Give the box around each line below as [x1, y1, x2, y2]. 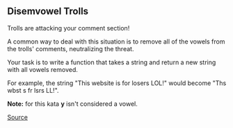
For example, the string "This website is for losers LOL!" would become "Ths [7, 79, 227, 87]
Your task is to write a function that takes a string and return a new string [7, 58, 216, 66]
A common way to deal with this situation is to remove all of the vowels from [7, 37, 225, 46]
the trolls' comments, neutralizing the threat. [7, 44, 134, 53]
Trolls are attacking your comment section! [7, 24, 130, 32]
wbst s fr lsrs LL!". [7, 86, 59, 94]
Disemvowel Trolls [7, 6, 89, 17]
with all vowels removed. [7, 65, 78, 73]
